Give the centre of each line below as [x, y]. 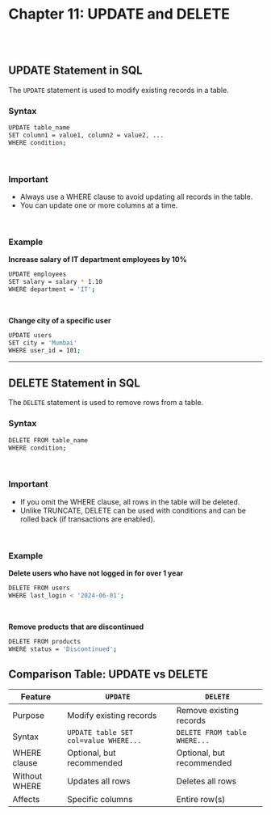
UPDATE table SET [100, 733]
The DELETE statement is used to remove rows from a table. [106, 403]
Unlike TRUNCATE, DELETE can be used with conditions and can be [133, 510]
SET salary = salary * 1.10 [56, 282]
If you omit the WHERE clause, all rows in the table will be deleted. [130, 501]
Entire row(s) [201, 800]
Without [27, 776]
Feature [35, 697]
